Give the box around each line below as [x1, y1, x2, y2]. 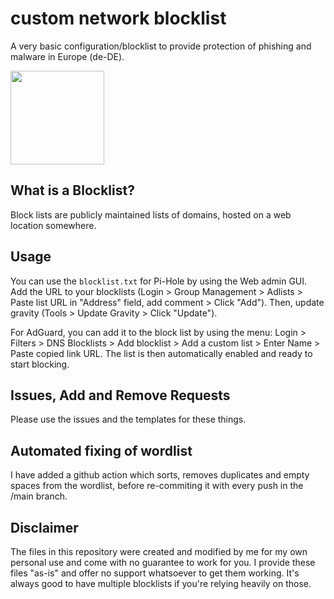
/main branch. [10, 490, 68, 502]
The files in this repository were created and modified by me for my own [10, 546, 308, 557]
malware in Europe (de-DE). [10, 50, 125, 62]
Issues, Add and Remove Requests [10, 387, 231, 404]
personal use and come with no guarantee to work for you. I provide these [10, 557, 316, 568]
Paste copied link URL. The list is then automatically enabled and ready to [10, 347, 313, 359]
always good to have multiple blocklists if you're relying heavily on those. [10, 578, 312, 589]
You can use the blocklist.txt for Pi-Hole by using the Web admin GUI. [10, 275, 308, 287]
